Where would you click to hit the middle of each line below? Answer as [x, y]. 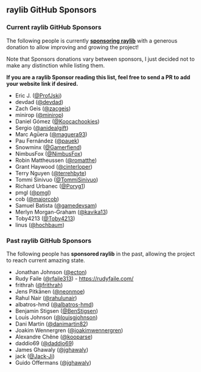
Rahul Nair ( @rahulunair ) [46, 298]
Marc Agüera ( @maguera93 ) [51, 134]
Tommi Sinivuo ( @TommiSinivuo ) [57, 180]
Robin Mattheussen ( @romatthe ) [56, 160]
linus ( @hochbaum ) [40, 225]
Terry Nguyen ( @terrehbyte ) [51, 173]
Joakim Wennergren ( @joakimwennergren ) [69, 330]
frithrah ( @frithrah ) [39, 285]
